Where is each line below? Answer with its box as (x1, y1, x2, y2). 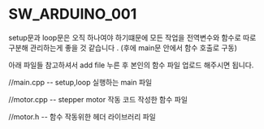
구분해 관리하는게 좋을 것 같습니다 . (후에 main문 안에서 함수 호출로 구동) (8, 42, 237, 53)
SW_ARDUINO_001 (8, 5, 137, 24)
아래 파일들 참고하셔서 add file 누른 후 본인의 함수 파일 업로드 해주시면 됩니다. (8, 60, 254, 70)
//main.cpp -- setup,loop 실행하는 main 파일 (8, 77, 153, 87)
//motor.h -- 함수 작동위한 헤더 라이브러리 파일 (8, 111, 156, 122)
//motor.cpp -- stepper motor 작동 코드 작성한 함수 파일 (8, 94, 188, 104)
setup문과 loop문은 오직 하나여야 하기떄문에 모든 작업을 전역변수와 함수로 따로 (8, 32, 257, 42)
